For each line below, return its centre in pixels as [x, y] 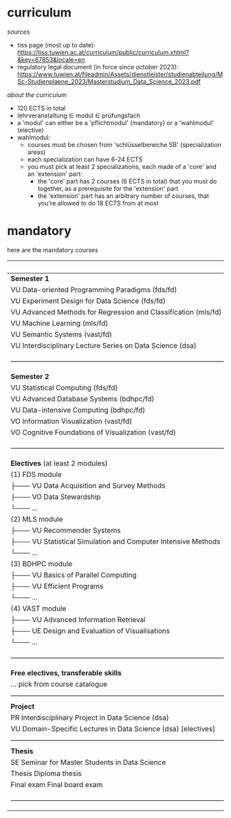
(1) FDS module [36, 474]
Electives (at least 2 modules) [59, 463]
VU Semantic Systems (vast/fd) [61, 334]
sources [19, 32]
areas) [36, 152]
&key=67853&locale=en [51, 59]
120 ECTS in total [41, 108]
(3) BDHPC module [42, 564]
